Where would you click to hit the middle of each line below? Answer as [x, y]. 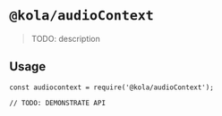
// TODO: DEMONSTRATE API [57, 103]
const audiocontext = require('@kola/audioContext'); [112, 87]
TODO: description [66, 38]
